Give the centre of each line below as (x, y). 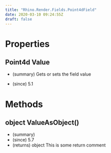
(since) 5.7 (23, 140)
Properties (27, 44)
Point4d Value (27, 62)
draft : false (19, 19)
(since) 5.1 (23, 84)
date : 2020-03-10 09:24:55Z (34, 14)
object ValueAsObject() (42, 122)
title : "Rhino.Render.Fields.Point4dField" (51, 10)
